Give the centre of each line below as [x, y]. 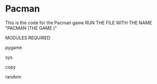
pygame [14, 47]
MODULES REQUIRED [28, 38]
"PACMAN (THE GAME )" [31, 28]
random [13, 76]
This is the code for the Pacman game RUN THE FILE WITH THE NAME [79, 23]
